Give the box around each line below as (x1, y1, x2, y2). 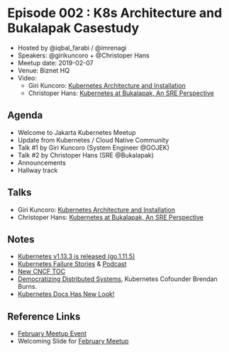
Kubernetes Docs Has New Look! (17, 290, 115, 299)
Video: (17, 73, 38, 82)
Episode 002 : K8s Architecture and (7, 5, 223, 21)
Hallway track (17, 165, 58, 175)
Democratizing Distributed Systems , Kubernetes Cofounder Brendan (17, 275, 218, 283)
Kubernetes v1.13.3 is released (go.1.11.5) (17, 252, 135, 260)
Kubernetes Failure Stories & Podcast (17, 260, 127, 268)
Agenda (7, 109, 43, 121)
